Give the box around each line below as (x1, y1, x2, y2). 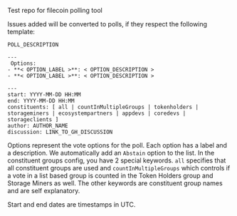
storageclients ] (7, 116, 59, 123)
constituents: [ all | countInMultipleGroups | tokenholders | (7, 103, 199, 110)
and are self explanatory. (7, 187, 80, 195)
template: (7, 28, 36, 36)
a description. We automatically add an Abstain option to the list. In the (7, 149, 215, 157)
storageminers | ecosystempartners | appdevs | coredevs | (7, 110, 186, 117)
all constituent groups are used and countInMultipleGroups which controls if (7, 164, 231, 172)
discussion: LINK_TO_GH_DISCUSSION (7, 128, 113, 135)
